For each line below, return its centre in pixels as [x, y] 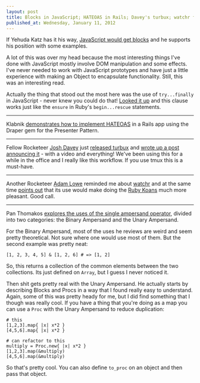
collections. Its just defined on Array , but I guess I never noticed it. [87, 272]
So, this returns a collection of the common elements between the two [92, 266]
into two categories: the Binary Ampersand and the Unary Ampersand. [93, 220]
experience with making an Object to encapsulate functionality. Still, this [95, 77]
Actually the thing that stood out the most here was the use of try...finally [100, 94]
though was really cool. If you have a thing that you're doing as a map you [97, 303]
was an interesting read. [36, 83]
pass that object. [27, 374]
